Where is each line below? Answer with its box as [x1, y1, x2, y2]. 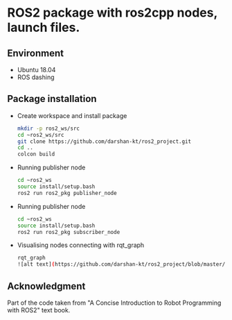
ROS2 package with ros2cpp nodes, [7, 5, 218, 21]
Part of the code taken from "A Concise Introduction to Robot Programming [7, 298, 222, 307]
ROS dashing [17, 73, 55, 81]
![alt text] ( [17, 261, 55, 268]
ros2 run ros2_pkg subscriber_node [17, 228, 121, 235]
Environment [7, 47, 64, 59]
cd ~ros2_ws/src [17, 131, 64, 138]
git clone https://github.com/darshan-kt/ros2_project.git [17, 137, 192, 145]
